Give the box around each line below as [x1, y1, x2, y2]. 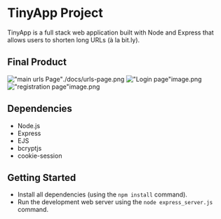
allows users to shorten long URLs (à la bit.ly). [7, 35, 140, 44]
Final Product [7, 56, 67, 68]
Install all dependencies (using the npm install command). [17, 190, 188, 199]
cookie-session [17, 151, 62, 160]
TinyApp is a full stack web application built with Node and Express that [7, 28, 214, 37]
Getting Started [7, 171, 76, 184]
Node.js [17, 121, 41, 130]
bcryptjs [17, 144, 42, 152]
